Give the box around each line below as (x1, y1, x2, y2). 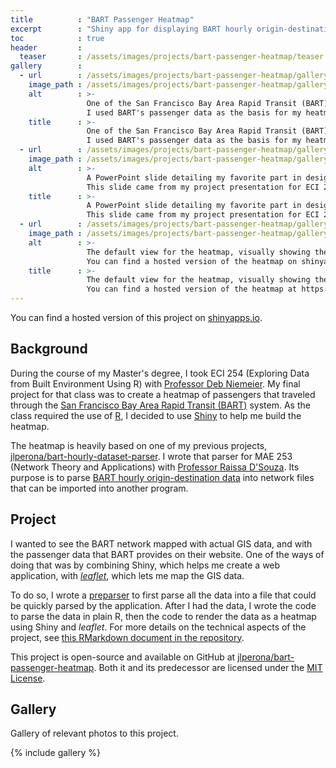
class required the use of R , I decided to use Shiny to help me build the (10, 409, 302, 421)
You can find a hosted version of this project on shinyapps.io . (10, 312, 263, 323)
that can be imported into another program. (10, 482, 189, 494)
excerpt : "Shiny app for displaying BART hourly (10, 24, 253, 34)
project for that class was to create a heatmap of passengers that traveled (10, 388, 316, 400)
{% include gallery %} (10, 747, 102, 759)
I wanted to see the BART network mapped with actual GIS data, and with (10, 537, 313, 550)
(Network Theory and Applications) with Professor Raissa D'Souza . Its (10, 461, 300, 473)
